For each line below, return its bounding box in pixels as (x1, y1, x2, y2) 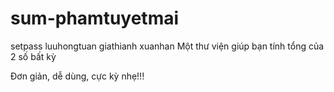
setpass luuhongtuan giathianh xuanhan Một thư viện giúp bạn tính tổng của (10, 40, 325, 52)
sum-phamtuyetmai (10, 7, 180, 30)
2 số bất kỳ (10, 50, 57, 62)
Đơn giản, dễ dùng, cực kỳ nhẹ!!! (10, 70, 145, 82)
